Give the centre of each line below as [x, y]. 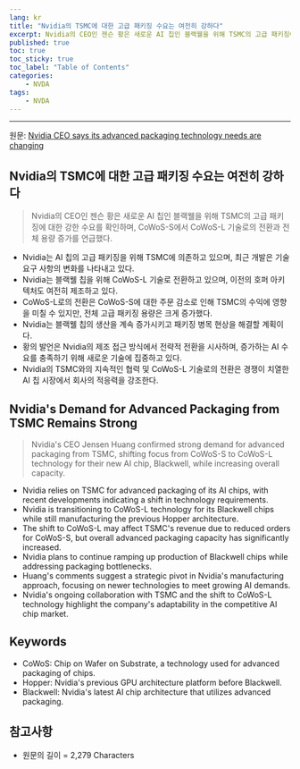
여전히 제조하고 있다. [82, 291]
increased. [42, 547]
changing [27, 146]
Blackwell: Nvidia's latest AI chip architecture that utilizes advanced [146, 692]
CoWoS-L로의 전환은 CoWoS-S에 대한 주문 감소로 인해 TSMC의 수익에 [146, 302]
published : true [39, 42]
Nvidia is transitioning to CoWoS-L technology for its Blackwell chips [148, 509]
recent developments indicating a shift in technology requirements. [145, 500]
